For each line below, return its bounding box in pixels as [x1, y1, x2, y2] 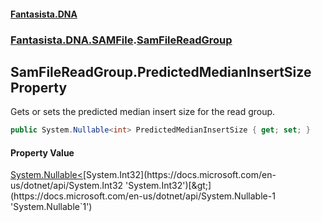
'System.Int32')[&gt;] [125, 180, 212, 192]
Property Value [10, 146, 75, 159]
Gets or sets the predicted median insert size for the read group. [10, 106, 276, 118]
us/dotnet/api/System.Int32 [10, 180, 124, 192]
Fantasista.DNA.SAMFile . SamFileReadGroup [10, 33, 233, 47]
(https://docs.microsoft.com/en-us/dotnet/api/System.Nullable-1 [10, 190, 276, 202]
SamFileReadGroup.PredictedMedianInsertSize [10, 63, 312, 80]
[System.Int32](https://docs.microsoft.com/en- [83, 169, 277, 181]
